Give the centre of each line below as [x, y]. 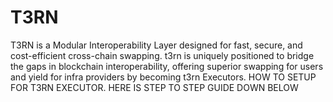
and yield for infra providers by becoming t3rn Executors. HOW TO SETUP [163, 77]
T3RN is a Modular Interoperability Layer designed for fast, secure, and [156, 45]
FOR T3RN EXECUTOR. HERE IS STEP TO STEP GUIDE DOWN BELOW [154, 87]
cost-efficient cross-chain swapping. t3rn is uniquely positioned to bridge [162, 55]
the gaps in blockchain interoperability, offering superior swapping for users [167, 66]
